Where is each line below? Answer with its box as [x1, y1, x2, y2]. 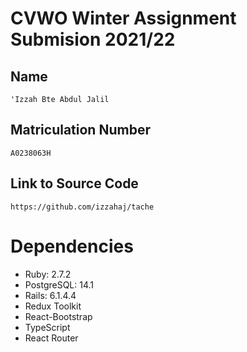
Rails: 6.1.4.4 [24, 289, 77, 301]
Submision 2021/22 [10, 28, 176, 51]
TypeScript [24, 321, 71, 333]
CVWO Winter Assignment [10, 7, 237, 30]
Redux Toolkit [24, 300, 82, 312]
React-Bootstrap [24, 310, 93, 322]
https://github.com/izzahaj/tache [10, 202, 155, 212]
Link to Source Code [10, 175, 139, 192]
